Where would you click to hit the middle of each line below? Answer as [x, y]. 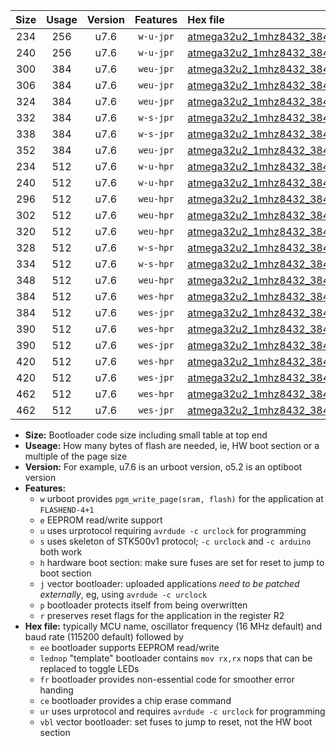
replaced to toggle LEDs [89, 668]
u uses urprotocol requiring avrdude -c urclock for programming [173, 530]
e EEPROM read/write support [101, 520]
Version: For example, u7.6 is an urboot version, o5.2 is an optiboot [163, 467]
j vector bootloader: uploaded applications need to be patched [169, 583]
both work [61, 552]
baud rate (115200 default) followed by [104, 637]
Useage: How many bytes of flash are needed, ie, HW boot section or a [172, 445]
